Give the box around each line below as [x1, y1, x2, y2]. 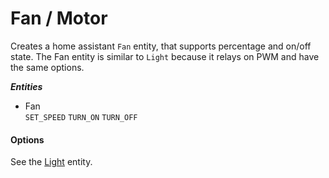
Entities [10, 80, 43, 92]
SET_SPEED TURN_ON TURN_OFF [24, 112, 138, 122]
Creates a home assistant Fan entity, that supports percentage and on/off [10, 40, 312, 52]
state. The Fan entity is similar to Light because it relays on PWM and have [10, 50, 320, 62]
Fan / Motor [10, 7, 108, 30]
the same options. [10, 61, 85, 73]
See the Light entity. [10, 156, 93, 168]
